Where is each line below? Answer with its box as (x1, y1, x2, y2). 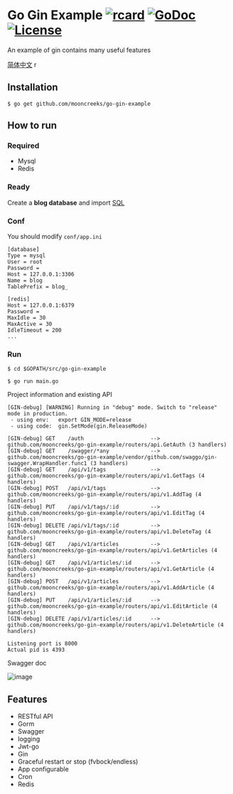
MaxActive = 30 (7, 320, 53, 328)
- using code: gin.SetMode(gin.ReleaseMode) (10, 423, 148, 430)
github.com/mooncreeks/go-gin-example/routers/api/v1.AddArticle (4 (7, 584, 215, 592)
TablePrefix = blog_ (7, 283, 69, 290)
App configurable (17, 765, 69, 773)
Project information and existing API (7, 391, 112, 399)
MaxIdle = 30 (7, 315, 46, 322)
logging (17, 735, 40, 744)
